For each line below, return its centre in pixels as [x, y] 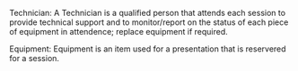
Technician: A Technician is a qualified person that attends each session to [147, 13]
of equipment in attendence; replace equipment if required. [119, 32]
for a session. [35, 58]
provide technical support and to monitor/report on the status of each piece [149, 22]
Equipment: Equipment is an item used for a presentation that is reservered [148, 49]
